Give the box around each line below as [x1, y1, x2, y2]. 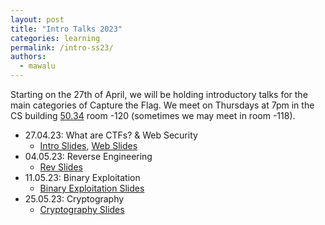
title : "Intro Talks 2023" [10, 24, 123, 34]
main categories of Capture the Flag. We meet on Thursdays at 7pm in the [10, 99, 315, 111]
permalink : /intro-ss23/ [10, 42, 114, 53]
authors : [10, 52, 47, 62]
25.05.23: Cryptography [24, 193, 125, 205]
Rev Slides [39, 161, 83, 173]
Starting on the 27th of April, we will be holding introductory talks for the [10, 89, 308, 100]
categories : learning [10, 33, 101, 43]
